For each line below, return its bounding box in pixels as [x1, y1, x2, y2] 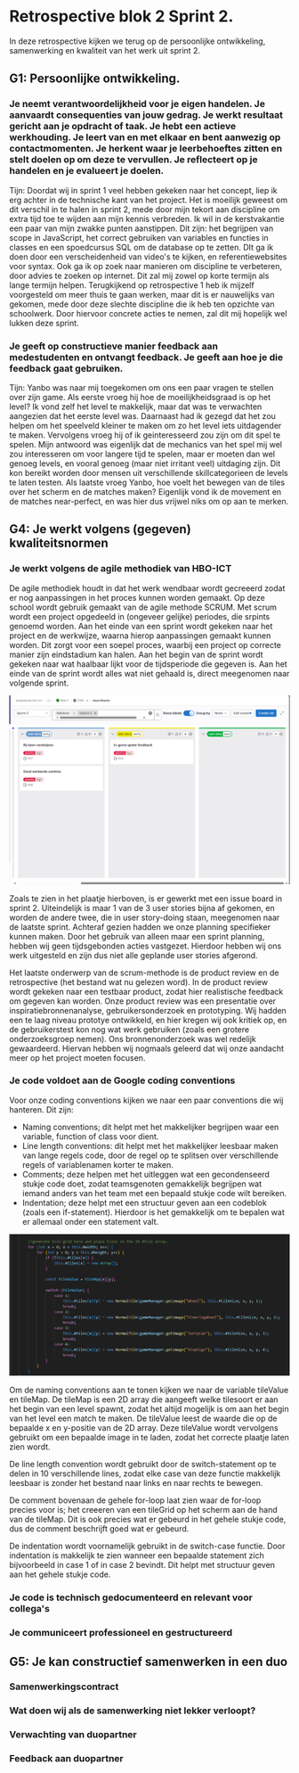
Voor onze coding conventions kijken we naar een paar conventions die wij [9, 1095, 284, 1105]
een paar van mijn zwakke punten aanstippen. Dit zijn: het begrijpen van [9, 223, 274, 234]
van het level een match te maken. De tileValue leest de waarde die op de [9, 1413, 278, 1424]
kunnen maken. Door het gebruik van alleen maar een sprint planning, [9, 931, 265, 941]
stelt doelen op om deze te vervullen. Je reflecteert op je [9, 153, 258, 166]
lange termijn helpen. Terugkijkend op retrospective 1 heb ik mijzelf [9, 279, 255, 291]
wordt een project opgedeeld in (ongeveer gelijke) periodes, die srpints [9, 611, 271, 621]
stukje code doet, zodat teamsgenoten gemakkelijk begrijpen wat [21, 1178, 263, 1189]
